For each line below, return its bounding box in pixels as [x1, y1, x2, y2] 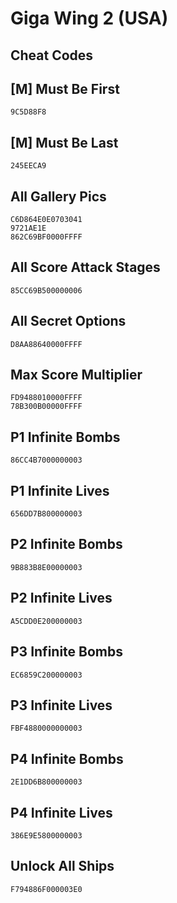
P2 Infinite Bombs [10, 536, 123, 553]
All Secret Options [10, 313, 127, 330]
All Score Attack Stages [10, 259, 161, 276]
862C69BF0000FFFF [10, 232, 83, 242]
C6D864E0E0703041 [10, 215, 83, 225]
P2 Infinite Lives [10, 590, 113, 607]
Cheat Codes [10, 47, 94, 64]
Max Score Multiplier [10, 367, 143, 384]
